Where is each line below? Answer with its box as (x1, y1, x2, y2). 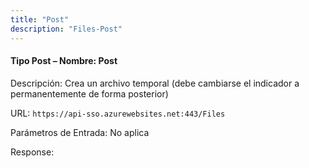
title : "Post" (10, 14, 70, 25)
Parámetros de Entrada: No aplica (10, 126, 150, 138)
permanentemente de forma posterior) (10, 87, 169, 100)
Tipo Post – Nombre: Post (10, 55, 118, 67)
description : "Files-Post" (10, 24, 123, 34)
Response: (10, 146, 55, 158)
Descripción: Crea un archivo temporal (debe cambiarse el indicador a (10, 77, 300, 89)
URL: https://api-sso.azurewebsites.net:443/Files (10, 107, 226, 119)
